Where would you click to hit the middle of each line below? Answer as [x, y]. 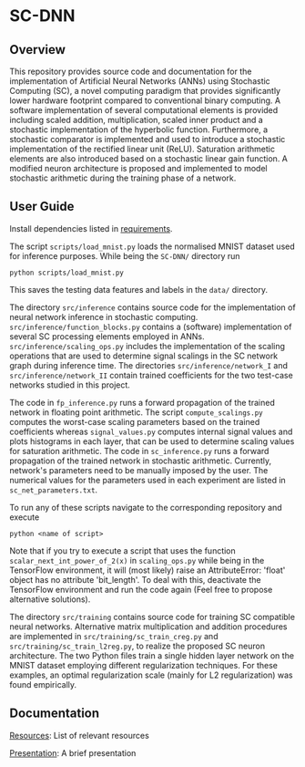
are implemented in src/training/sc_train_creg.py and [114, 636]
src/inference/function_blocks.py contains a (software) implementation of [151, 326]
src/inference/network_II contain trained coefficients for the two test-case [151, 375]
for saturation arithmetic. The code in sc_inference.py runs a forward [139, 451]
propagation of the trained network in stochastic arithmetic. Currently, [140, 461]
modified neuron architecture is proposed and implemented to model [138, 168]
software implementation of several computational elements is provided [144, 110]
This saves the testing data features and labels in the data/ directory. [139, 289]
